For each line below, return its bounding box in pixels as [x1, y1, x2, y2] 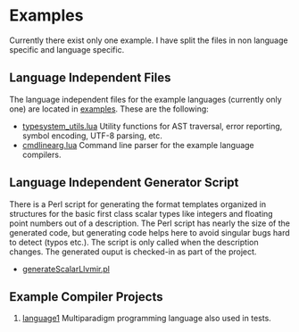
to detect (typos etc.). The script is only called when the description [9, 237, 259, 247]
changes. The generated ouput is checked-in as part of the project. [9, 246, 257, 257]
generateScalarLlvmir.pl [21, 263, 110, 274]
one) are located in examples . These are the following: [9, 104, 210, 114]
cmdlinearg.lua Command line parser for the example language [21, 139, 254, 150]
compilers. [21, 149, 62, 160]
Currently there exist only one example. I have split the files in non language [9, 35, 288, 46]
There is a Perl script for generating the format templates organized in [9, 198, 266, 210]
